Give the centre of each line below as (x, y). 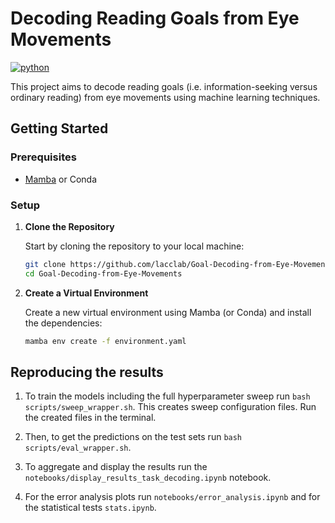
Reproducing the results (87, 372)
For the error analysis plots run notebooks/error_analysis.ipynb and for (172, 497)
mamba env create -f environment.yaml (105, 341)
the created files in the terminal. (90, 418)
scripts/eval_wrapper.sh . (78, 448)
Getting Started (59, 128)
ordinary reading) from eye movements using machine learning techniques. (165, 97)
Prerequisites (43, 157)
